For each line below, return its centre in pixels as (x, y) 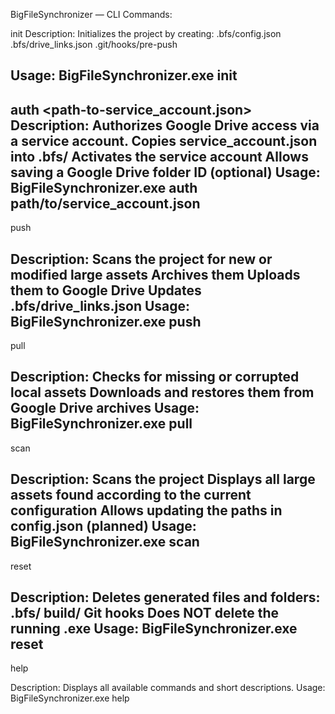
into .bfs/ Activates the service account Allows (159, 156)
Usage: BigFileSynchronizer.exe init (124, 75)
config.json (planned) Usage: (103, 526)
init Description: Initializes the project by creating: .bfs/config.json (146, 33)
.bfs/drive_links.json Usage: (100, 305)
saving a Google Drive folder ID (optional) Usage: (165, 172)
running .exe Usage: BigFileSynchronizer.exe (154, 629)
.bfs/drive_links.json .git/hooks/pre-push (94, 44)
